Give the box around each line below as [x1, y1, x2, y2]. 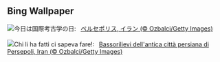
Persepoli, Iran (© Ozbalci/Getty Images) [7, 47, 123, 55]
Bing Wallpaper [7, 5, 74, 17]
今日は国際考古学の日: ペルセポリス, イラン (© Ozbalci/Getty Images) [14, 24, 213, 33]
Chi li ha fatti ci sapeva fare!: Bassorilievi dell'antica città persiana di [14, 40, 210, 48]
